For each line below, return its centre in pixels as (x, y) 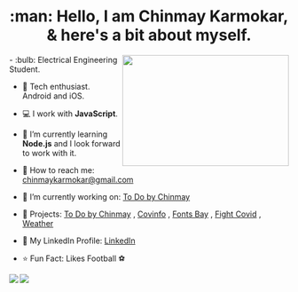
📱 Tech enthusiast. (56, 86)
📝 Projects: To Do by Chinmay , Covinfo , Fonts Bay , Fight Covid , (141, 214)
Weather (38, 223)
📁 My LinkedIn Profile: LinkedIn (78, 241)
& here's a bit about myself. (149, 35)
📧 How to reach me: (58, 170)
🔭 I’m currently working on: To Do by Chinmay (106, 196)
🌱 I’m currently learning (65, 134)
